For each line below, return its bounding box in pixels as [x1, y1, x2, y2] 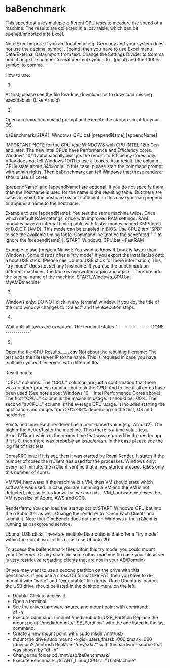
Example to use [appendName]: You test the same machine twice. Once [5, 210, 156, 216]
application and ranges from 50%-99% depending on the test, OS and [5, 406, 152, 412]
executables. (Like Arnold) [5, 97, 60, 103]
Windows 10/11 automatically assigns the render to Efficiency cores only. [5, 152, 157, 158]
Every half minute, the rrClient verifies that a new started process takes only [5, 463, 164, 470]
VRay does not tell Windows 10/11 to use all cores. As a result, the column [5, 158, 159, 164]
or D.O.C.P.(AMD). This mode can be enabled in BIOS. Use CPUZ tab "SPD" [5, 226, 163, 232]
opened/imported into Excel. [5, 30, 65, 37]
